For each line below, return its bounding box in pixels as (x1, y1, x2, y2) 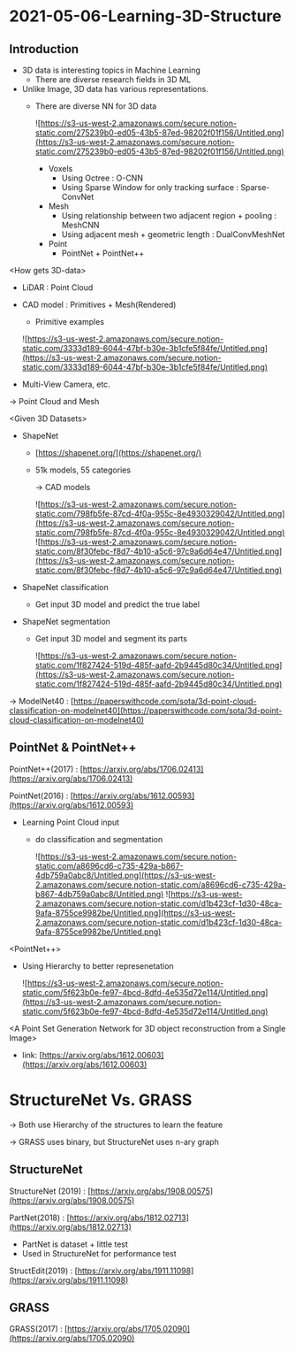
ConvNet (61, 192, 95, 202)
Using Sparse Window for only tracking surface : (61, 182, 239, 192)
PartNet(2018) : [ (9, 1212, 71, 1223)
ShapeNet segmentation (21, 617, 110, 626)
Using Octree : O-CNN (61, 173, 144, 183)
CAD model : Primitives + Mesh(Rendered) (21, 299, 177, 310)
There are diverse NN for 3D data (34, 101, 157, 111)
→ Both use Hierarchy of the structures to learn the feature (9, 1119, 223, 1130)
